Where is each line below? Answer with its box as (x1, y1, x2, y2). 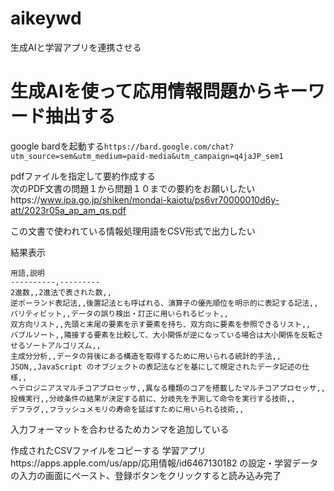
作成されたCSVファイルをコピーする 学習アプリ (10, 444, 207, 456)
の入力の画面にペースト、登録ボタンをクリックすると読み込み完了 (10, 469, 282, 481)
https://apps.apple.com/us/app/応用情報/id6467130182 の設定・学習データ (10, 457, 319, 469)
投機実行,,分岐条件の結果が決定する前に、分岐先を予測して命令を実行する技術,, (10, 393, 296, 404)
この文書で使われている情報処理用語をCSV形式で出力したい (10, 225, 256, 237)
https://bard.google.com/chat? (103, 142, 235, 152)
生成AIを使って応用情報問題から (10, 80, 273, 103)
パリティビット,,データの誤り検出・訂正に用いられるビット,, (10, 308, 229, 319)
